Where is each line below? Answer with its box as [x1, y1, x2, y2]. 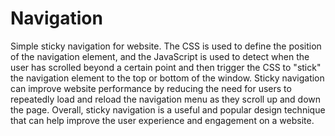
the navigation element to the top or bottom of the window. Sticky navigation [10, 72, 325, 84]
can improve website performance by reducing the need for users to [10, 82, 292, 94]
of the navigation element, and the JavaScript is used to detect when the [10, 50, 310, 62]
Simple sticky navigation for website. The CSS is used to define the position [10, 40, 322, 52]
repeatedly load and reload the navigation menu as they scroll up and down [10, 93, 322, 105]
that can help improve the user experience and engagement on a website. [10, 114, 315, 126]
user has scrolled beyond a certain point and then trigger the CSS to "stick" [10, 61, 322, 73]
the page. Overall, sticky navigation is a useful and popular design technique [10, 103, 326, 116]
